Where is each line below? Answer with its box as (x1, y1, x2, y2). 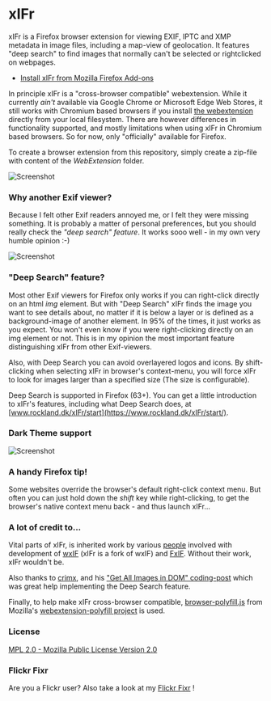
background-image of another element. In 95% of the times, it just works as (8, 316, 261, 326)
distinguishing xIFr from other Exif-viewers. (8, 341, 152, 352)
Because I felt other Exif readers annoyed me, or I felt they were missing (8, 210, 249, 220)
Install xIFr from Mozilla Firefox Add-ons (19, 73, 154, 82)
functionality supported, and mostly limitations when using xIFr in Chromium (8, 123, 263, 133)
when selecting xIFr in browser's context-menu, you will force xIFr (36, 365, 256, 376)
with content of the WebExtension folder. (8, 155, 145, 166)
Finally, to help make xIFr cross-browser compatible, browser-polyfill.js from (8, 598, 263, 607)
